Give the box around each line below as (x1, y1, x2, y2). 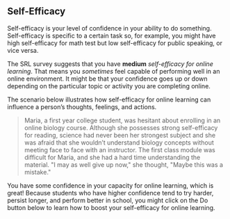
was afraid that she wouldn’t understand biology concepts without (24, 138, 214, 147)
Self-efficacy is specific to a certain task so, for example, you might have (7, 31, 217, 40)
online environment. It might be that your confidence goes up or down (7, 74, 208, 83)
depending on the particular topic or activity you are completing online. (7, 81, 211, 90)
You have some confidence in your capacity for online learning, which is (7, 181, 214, 190)
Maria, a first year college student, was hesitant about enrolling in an (24, 116, 221, 124)
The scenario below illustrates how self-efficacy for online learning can (7, 95, 211, 104)
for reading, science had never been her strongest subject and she (24, 131, 216, 139)
